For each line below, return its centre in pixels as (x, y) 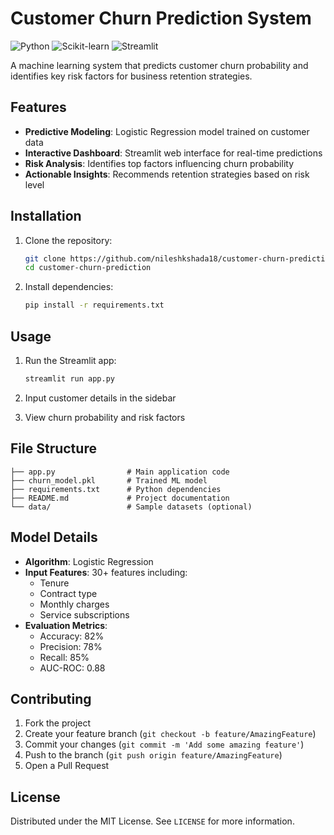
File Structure (53, 448)
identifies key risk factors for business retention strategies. (131, 76)
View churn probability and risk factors (105, 417)
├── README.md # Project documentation (120, 498)
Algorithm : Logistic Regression (89, 561)
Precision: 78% (71, 646)
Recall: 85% (64, 657)
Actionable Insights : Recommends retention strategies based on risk (167, 174)
